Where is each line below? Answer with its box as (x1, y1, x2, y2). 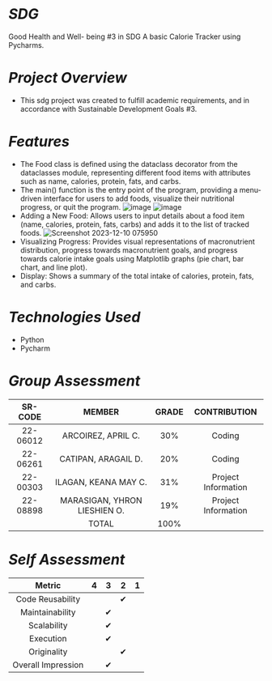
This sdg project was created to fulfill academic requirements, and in (19, 95, 249, 105)
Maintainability (19, 607, 76, 618)
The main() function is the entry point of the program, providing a (19, 185, 238, 194)
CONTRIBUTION (193, 406, 257, 417)
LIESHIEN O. (78, 504, 125, 516)
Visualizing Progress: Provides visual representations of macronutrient (19, 236, 255, 246)
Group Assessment (8, 372, 141, 389)
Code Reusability (15, 593, 81, 604)
